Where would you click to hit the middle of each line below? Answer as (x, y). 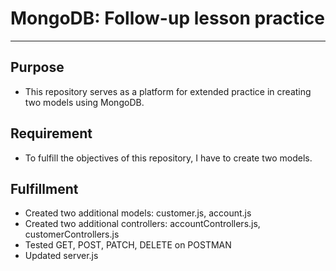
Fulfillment (44, 188)
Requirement (51, 133)
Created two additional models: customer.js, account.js (138, 213)
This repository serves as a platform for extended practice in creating (168, 91)
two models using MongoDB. (84, 102)
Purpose (37, 67)
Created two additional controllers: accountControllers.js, (142, 224)
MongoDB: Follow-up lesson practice (167, 18)
